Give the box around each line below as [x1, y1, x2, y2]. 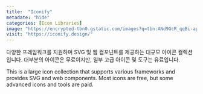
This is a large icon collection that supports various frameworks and [6, 68, 175, 75]
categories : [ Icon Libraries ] [6, 20, 83, 26]
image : [6, 25, 23, 32]
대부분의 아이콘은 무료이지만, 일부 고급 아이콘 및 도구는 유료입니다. [24, 56, 180, 63]
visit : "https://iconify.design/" [6, 31, 94, 37]
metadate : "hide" [6, 14, 50, 20]
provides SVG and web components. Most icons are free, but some [6, 75, 173, 82]
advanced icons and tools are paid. [6, 81, 94, 88]
